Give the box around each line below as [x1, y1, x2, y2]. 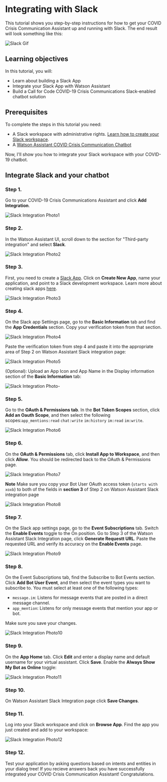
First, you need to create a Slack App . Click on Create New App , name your [5, 274, 161, 280]
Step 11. [5, 710, 24, 717]
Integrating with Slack [5, 3, 98, 15]
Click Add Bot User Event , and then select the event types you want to [5, 580, 151, 586]
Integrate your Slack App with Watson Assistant [12, 83, 111, 89]
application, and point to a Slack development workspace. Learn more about [5, 280, 162, 286]
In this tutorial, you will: [5, 68, 53, 74]
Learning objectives [5, 55, 69, 63]
